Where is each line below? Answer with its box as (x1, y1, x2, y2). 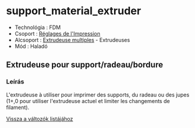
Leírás (6, 78, 25, 86)
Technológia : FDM (14, 24, 61, 31)
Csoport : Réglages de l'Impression (14, 30, 100, 37)
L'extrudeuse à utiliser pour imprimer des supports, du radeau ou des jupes (6, 91, 190, 98)
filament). (6, 104, 30, 111)
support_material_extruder (6, 4, 141, 18)
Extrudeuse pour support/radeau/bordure (6, 60, 164, 70)
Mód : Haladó (14, 43, 48, 50)
